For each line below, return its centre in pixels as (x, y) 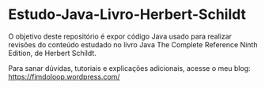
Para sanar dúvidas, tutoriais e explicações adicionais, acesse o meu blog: (129, 68)
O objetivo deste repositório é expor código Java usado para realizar (120, 36)
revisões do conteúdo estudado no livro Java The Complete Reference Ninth (133, 44)
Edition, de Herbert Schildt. (52, 53)
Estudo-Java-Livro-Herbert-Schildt (127, 15)
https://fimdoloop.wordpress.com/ (64, 76)
